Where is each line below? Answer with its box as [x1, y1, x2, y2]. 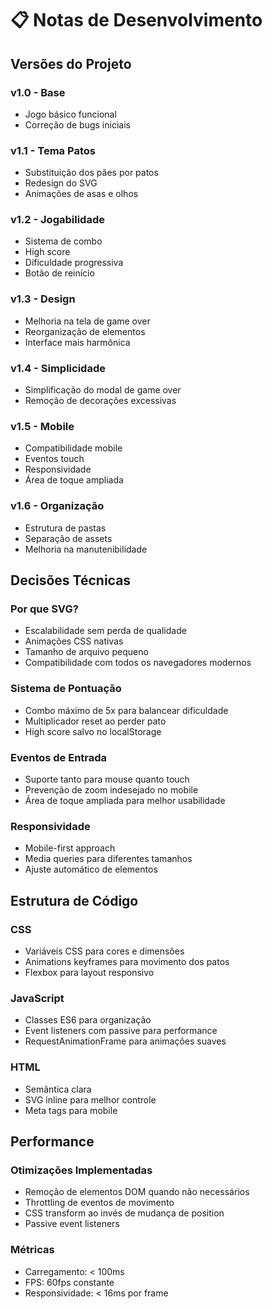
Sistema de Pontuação [10, 682, 122, 696]
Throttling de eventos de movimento [24, 1197, 175, 1209]
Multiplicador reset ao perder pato [24, 715, 167, 727]
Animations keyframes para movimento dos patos [24, 955, 230, 967]
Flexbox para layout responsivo [24, 966, 155, 978]
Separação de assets [24, 532, 113, 544]
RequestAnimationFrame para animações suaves [24, 1035, 227, 1047]
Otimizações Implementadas [10, 1163, 153, 1177]
